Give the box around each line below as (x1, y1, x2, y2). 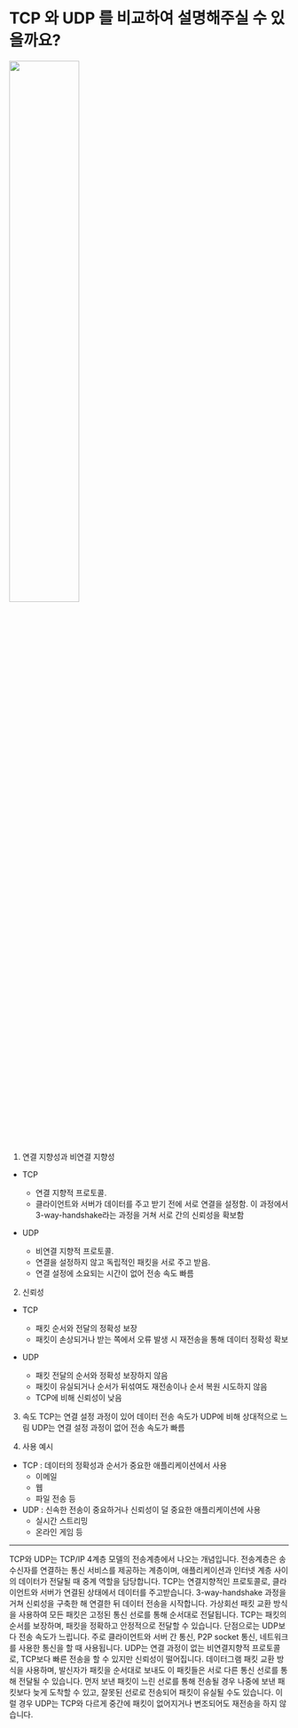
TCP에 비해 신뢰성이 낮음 (35, 1391, 122, 1403)
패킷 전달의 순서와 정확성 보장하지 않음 (35, 1369, 169, 1381)
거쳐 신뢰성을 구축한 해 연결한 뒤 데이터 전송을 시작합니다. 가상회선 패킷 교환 (9, 1597, 272, 1608)
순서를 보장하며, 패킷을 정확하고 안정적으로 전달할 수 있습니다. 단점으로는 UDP (9, 1620, 279, 1630)
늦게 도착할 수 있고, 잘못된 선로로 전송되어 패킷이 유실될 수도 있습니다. (32, 1686, 274, 1697)
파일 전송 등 (35, 1493, 76, 1503)
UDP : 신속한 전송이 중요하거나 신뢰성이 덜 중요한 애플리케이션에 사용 (21, 1504, 262, 1515)
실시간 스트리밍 (35, 1515, 89, 1526)
